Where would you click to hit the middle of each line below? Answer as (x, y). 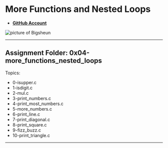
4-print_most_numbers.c (38, 104)
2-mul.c (20, 93)
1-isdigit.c (22, 88)
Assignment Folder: (37, 53)
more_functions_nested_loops (54, 61)
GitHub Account (29, 23)
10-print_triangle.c (31, 135)
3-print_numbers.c (32, 98)
